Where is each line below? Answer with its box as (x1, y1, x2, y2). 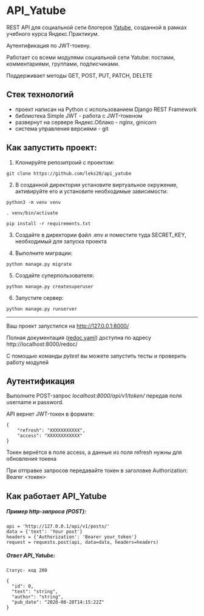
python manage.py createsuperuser (6, 283, 94, 289)
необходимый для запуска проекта (15, 237, 107, 245)
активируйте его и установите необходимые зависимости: (15, 188, 168, 195)
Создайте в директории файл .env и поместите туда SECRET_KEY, (15, 231, 186, 239)
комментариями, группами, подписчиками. (6, 60, 120, 67)
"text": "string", (12, 588, 59, 595)
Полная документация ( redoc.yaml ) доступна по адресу (6, 334, 152, 341)
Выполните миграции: (15, 249, 73, 257)
